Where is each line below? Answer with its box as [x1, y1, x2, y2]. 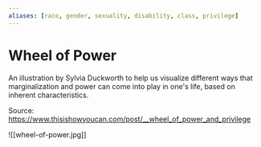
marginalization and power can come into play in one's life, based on [8, 81, 235, 91]
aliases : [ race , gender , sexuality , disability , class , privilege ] [8, 11, 239, 20]
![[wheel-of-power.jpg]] [8, 129, 87, 139]
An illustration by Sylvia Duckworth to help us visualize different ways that [8, 73, 253, 83]
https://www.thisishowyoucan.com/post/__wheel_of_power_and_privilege [8, 114, 251, 124]
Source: [8, 105, 35, 115]
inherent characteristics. [8, 90, 89, 100]
